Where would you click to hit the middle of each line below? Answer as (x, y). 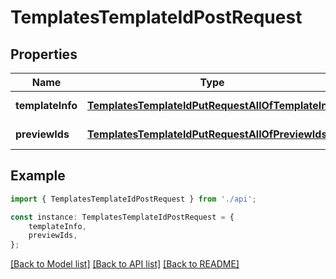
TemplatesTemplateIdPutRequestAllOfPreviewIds (207, 134)
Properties (44, 54)
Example (38, 176)
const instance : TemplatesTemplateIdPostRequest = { (122, 217)
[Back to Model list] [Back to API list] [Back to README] (125, 264)
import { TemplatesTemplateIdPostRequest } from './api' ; (133, 199)
